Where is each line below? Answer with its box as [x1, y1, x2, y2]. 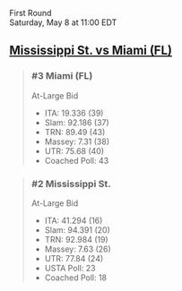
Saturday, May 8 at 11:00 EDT [9, 17, 117, 28]
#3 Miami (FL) [30, 70, 93, 82]
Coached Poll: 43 [44, 155, 109, 166]
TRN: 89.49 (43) [44, 126, 106, 137]
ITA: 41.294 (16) [44, 215, 103, 226]
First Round [9, 8, 52, 18]
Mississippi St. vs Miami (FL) [9, 43, 173, 58]
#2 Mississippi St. [30, 177, 111, 190]
